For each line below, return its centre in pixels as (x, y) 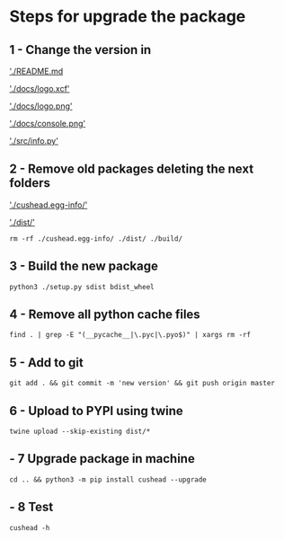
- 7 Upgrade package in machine (102, 459)
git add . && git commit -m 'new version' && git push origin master (142, 384)
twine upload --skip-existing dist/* (80, 432)
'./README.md (36, 71)
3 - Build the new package (84, 266)
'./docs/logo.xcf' (40, 89)
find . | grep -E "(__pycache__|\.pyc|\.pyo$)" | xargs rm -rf (130, 335)
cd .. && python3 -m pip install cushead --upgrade (108, 479)
